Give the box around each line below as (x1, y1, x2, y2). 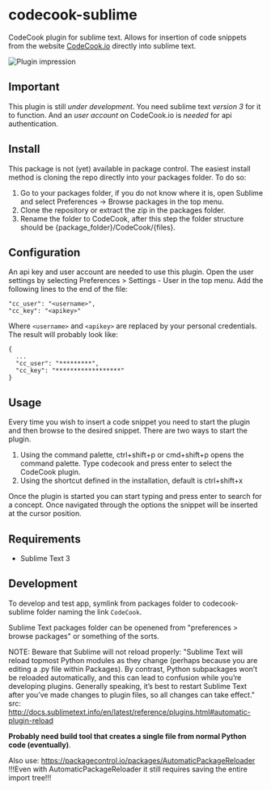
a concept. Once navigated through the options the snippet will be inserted (8, 500, 258, 510)
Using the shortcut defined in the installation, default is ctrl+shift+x (19, 475, 243, 486)
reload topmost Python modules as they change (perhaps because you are (8, 655, 258, 665)
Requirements (8, 532, 81, 546)
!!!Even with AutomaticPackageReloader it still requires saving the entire (8, 764, 248, 774)
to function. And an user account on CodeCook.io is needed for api (8, 110, 232, 120)
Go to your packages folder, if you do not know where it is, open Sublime (19, 188, 264, 197)
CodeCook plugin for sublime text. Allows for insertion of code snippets (8, 32, 247, 42)
